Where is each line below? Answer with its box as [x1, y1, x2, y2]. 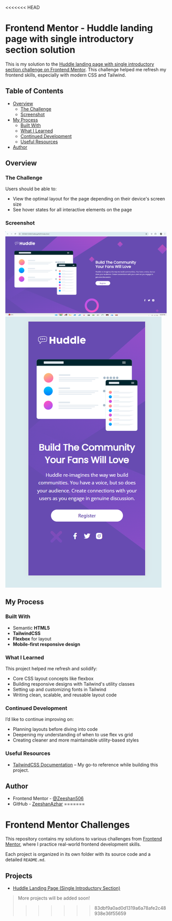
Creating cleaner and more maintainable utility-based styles [12, 737, 139, 743]
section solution [5, 44, 76, 56]
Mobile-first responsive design [12, 641, 80, 647]
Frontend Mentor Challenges [5, 819, 130, 830]
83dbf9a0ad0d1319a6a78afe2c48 [94, 905, 166, 911]
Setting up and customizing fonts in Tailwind [12, 687, 106, 693]
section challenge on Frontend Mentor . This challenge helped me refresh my [5, 66, 166, 72]
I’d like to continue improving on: [5, 716, 74, 723]
